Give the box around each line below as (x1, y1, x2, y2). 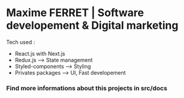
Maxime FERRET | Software (6, 6, 145, 20)
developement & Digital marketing (6, 19, 179, 32)
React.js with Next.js (14, 50, 66, 57)
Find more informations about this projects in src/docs (6, 84, 167, 92)
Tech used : (6, 38, 35, 45)
